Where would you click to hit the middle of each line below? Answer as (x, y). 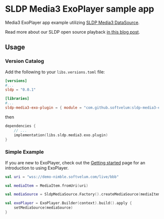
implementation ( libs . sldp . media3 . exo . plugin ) (61, 135)
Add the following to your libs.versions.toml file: (55, 72)
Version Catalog (25, 61)
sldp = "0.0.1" (20, 90)
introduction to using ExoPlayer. (37, 168)
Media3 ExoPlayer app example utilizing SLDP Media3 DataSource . (72, 22)
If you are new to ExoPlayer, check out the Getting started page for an (75, 162)
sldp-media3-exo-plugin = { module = (43, 108)
